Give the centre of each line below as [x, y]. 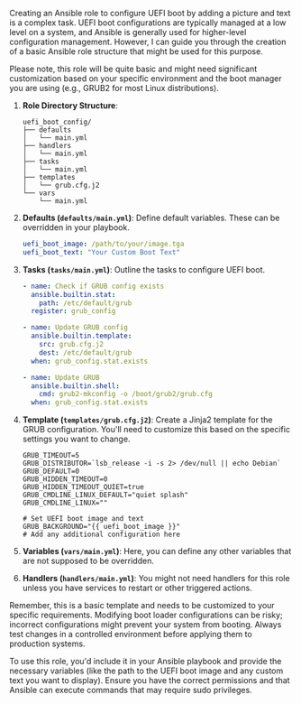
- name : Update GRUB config [75, 328]
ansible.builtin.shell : [75, 386]
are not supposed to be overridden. [88, 561]
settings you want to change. [76, 439]
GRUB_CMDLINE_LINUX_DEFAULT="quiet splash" [105, 496]
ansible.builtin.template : [82, 336]
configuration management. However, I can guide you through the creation [148, 42]
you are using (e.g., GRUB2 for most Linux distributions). [114, 88]
